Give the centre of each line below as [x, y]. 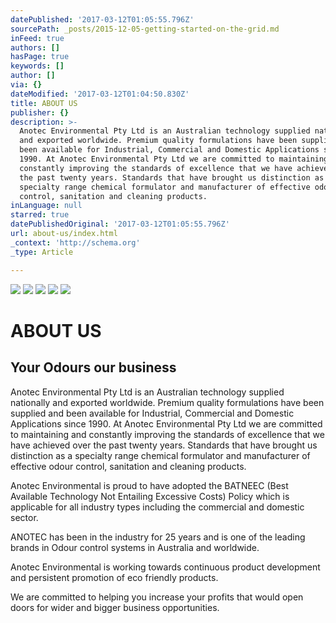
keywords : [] [37, 66]
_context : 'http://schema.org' [75, 242]
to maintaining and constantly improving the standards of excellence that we [167, 434]
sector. [24, 517]
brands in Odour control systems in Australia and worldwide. [135, 547]
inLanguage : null [46, 206]
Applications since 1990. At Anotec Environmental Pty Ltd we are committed [166, 423]
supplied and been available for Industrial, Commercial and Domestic [152, 413]
